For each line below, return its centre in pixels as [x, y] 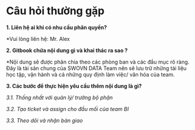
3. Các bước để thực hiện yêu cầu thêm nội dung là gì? [74, 86]
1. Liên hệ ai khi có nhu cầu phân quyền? [57, 27]
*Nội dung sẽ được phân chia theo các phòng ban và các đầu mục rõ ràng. [98, 62]
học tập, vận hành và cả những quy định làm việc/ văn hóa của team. [90, 74]
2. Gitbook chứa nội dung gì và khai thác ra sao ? [67, 50]
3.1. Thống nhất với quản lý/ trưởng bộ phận [60, 97]
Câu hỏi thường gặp [55, 11]
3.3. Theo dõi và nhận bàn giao [44, 121]
